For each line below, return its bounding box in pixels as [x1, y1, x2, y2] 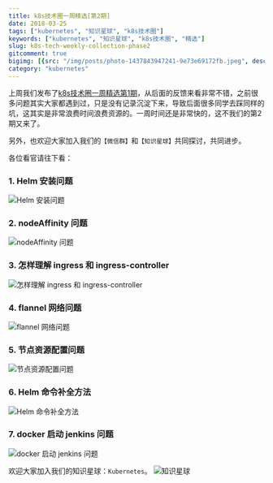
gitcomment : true [8, 50, 67, 58]
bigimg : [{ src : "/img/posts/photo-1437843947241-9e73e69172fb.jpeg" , [8, 58, 249, 66]
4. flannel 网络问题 [8, 302, 82, 313]
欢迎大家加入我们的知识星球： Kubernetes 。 [8, 466, 152, 476]
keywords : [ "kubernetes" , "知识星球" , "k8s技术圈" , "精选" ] [8, 34, 206, 43]
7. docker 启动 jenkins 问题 [8, 429, 114, 440]
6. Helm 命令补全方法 [8, 386, 92, 398]
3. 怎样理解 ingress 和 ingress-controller [8, 260, 170, 271]
